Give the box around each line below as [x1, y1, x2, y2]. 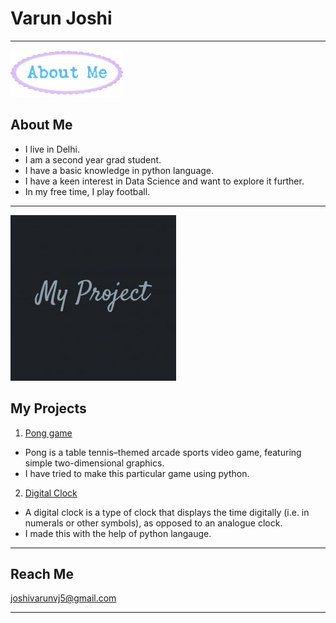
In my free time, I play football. [24, 185, 151, 197]
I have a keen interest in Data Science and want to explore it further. [24, 175, 305, 187]
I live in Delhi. [24, 143, 80, 155]
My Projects [10, 400, 87, 417]
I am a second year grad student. [24, 153, 162, 166]
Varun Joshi [10, 7, 113, 30]
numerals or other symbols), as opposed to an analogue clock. [24, 517, 283, 529]
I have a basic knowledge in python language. [24, 164, 215, 176]
